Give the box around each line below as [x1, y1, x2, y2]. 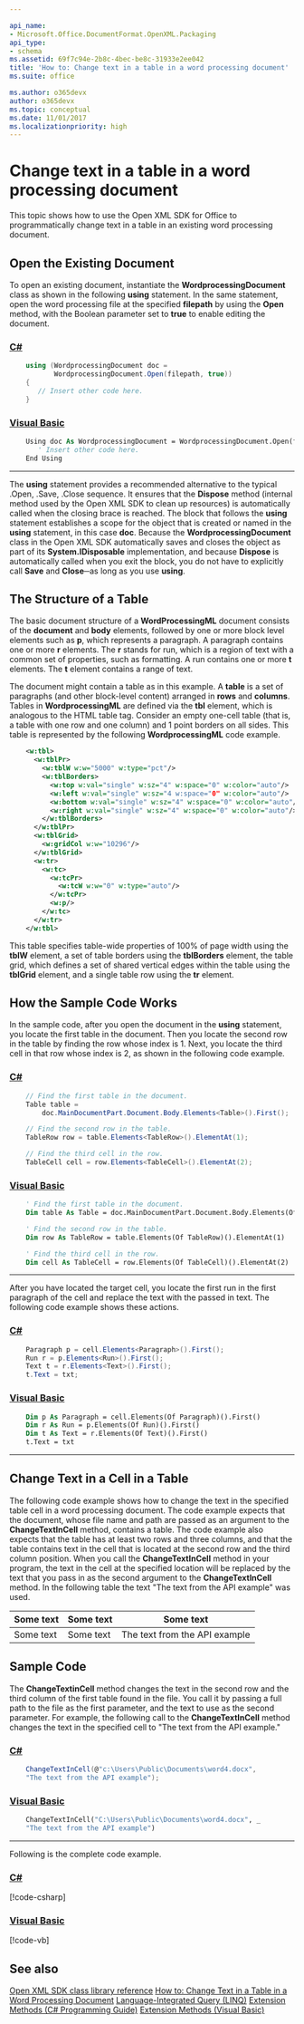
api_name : [9, 21, 47, 30]
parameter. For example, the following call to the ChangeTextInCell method [9, 1711, 291, 1722]
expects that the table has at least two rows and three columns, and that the [9, 1533, 293, 1545]
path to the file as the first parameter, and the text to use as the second [9, 1702, 274, 1713]
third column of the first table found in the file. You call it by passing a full [9, 1692, 282, 1703]
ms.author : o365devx [9, 88, 88, 97]
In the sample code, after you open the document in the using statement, [9, 1019, 282, 1030]
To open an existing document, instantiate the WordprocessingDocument [9, 280, 286, 290]
